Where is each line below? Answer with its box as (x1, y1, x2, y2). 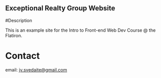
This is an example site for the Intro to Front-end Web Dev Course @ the (5, 27, 156, 33)
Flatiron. (5, 32, 23, 38)
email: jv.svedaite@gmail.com (5, 66, 67, 72)
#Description (5, 17, 32, 23)
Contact (5, 50, 40, 61)
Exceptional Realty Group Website (5, 4, 115, 13)
